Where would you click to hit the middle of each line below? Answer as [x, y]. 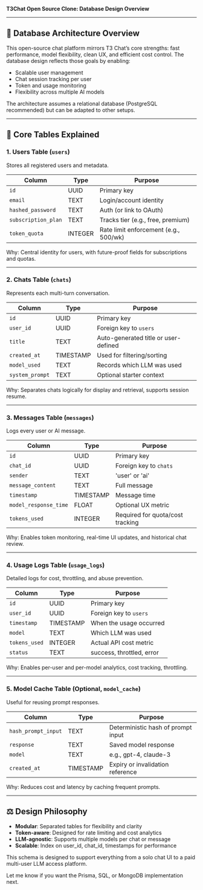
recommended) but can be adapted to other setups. [71, 110]
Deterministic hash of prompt [150, 727]
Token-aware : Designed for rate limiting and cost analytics [88, 833]
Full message [134, 485]
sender [19, 476]
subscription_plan [36, 220]
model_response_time [39, 505]
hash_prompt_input [36, 731]
